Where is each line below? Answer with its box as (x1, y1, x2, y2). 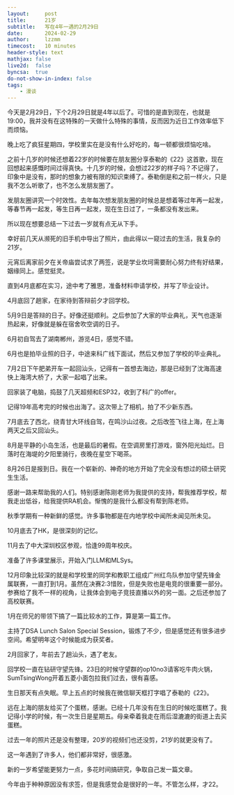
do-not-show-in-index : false (7, 75, 92, 82)
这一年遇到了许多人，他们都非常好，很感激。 (7, 750, 136, 759)
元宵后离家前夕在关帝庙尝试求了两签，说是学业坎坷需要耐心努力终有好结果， (7, 258, 227, 266)
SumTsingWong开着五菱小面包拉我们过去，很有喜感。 (7, 674, 162, 682)
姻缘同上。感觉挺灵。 (7, 266, 68, 275)
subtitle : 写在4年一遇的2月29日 (7, 23, 99, 30)
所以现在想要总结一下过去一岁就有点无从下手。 (7, 220, 141, 228)
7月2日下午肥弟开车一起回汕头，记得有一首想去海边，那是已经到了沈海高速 (7, 364, 222, 373)
